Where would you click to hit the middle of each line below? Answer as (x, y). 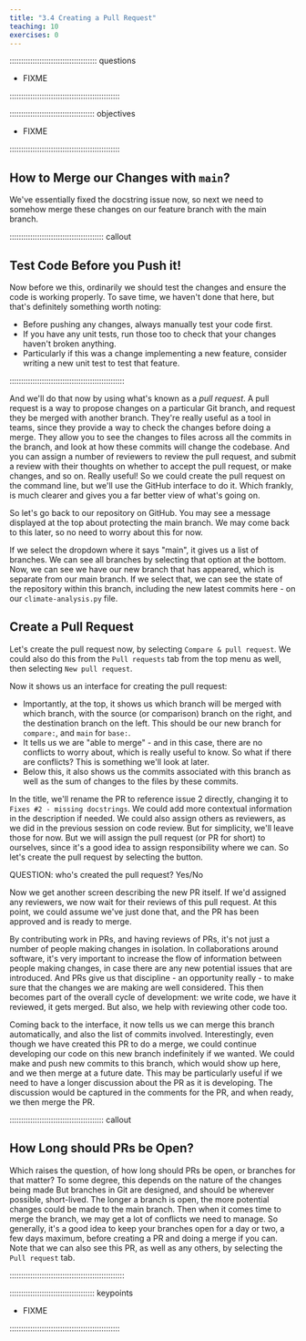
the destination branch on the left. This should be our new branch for (152, 723)
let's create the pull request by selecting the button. (106, 857)
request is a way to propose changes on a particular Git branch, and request (153, 408)
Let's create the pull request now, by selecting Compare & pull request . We (150, 649)
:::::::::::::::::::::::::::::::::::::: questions (73, 61)
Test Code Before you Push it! (96, 265)
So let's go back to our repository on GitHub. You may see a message (140, 513)
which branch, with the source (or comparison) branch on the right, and (157, 713)
